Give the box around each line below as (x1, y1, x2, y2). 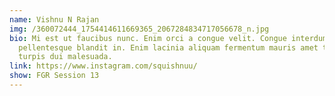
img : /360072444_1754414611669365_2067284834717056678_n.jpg (9, 24, 270, 34)
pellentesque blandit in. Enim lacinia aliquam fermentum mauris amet (18, 42, 319, 53)
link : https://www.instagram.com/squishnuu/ (9, 61, 198, 71)
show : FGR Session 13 (9, 71, 100, 81)
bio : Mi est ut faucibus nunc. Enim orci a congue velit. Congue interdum (9, 33, 328, 43)
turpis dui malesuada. (18, 52, 113, 62)
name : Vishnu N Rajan (9, 14, 100, 25)
